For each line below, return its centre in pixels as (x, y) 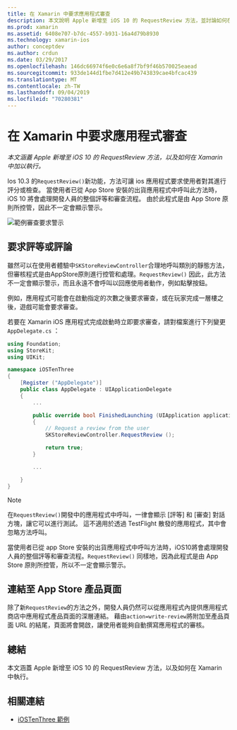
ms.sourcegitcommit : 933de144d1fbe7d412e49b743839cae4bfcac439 (102, 73)
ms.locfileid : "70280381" (45, 100)
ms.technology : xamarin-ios (49, 40)
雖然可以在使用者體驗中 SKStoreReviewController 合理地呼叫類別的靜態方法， (118, 265)
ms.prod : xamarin (33, 27)
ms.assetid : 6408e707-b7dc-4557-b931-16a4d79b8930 (83, 34)
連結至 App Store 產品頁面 (65, 589)
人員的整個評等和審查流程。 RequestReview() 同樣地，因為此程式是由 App (113, 556)
